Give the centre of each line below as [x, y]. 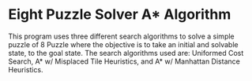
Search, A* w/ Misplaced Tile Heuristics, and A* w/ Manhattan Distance [124, 61]
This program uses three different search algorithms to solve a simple [121, 36]
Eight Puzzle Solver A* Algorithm [120, 15]
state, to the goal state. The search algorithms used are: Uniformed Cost [126, 53]
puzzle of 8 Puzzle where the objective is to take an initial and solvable [123, 44]
